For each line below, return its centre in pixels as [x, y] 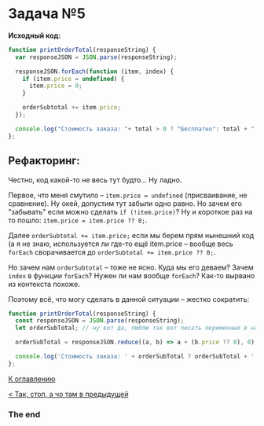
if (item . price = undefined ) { [73, 79]
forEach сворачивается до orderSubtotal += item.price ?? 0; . [112, 252]
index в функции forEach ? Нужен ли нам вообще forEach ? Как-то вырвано [132, 275]
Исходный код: [35, 35]
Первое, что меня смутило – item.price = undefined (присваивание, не [128, 195]
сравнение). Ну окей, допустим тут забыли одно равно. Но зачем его [125, 203]
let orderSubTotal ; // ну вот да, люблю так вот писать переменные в [131, 328]
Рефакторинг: [44, 161]
